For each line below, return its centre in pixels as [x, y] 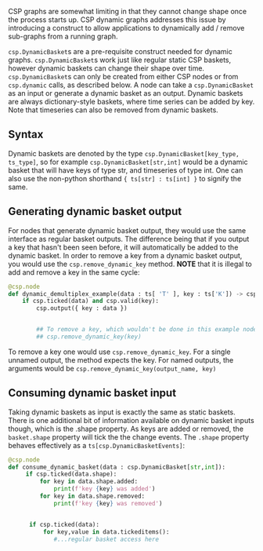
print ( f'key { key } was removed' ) [108, 503]
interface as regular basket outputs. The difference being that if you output [129, 239]
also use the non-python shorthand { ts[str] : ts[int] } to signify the [125, 178]
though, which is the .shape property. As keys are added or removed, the [126, 429]
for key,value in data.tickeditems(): [106, 532]
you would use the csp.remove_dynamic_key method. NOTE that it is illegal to [130, 264]
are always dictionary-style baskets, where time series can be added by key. [131, 102]
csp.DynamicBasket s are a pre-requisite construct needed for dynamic [121, 51]
